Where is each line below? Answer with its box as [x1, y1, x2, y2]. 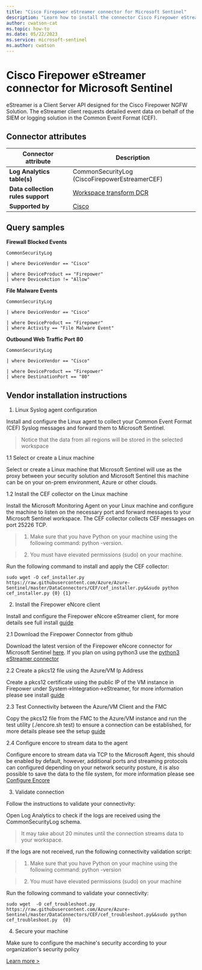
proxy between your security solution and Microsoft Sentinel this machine [6, 472, 189, 480]
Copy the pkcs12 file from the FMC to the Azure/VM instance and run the [6, 715, 187, 722]
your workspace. [20, 837, 63, 844]
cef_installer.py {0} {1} [6, 590, 71, 596]
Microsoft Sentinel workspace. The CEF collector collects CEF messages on [6, 515, 194, 522]
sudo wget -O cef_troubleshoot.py [6, 901, 96, 907]
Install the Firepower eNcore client [14, 601, 100, 608]
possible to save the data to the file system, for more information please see [6, 770, 195, 777]
